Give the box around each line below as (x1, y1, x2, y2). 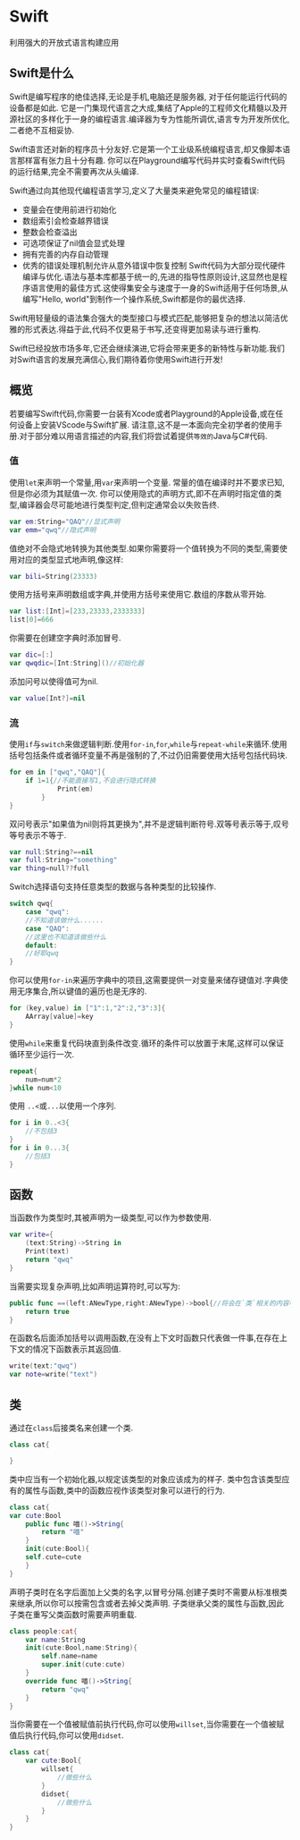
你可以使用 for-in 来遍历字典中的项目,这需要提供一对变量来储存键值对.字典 (9, 975, 281, 986)
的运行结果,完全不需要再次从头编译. (9, 165, 140, 176)
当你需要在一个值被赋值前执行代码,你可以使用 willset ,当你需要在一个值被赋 (9, 1719, 285, 1730)
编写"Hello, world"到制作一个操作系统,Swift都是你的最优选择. (21, 293, 246, 304)
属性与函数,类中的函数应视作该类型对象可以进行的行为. (24, 1485, 226, 1496)
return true (25, 1307, 70, 1316)
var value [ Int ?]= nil (9, 693, 87, 703)
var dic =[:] (9, 650, 54, 659)
